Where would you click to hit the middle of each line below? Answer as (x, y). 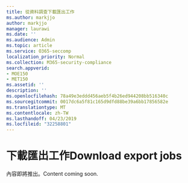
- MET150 (17, 79)
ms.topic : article (29, 46)
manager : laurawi (28, 29)
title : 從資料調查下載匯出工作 (40, 12)
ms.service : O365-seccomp (39, 51)
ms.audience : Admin (31, 40)
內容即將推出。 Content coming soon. (52, 174)
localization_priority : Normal (45, 57)
